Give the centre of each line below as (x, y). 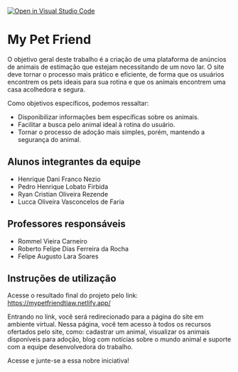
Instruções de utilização (62, 278)
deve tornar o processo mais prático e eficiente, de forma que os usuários (116, 74)
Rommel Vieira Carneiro (52, 241)
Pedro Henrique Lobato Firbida (63, 186)
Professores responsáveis (66, 224)
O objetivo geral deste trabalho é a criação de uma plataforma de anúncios (117, 59)
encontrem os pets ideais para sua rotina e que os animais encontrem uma (117, 82)
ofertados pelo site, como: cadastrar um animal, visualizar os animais (109, 332)
